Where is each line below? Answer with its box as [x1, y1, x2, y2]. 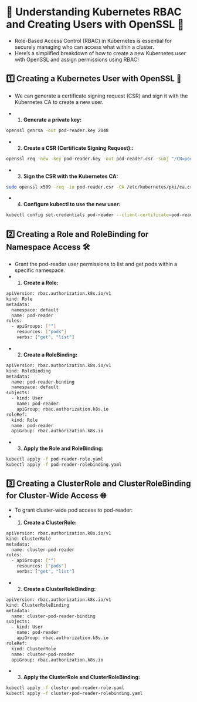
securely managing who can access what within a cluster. [14, 43, 154, 51]
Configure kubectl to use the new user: [23, 201, 121, 208]
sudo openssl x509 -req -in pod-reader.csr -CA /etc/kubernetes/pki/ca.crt [6, 184, 195, 190]
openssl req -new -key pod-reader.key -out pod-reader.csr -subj [6, 156, 169, 162]
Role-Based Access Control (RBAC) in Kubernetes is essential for [14, 37, 172, 44]
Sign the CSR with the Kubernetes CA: [23, 173, 118, 180]
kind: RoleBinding [6, 368, 51, 374]
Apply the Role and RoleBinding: [23, 445, 104, 452]
